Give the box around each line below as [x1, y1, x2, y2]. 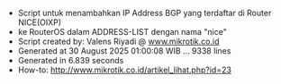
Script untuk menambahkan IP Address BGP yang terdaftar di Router [17, 8, 272, 18]
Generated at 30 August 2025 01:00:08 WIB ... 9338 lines [17, 46, 231, 56]
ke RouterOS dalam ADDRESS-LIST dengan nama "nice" [17, 27, 227, 37]
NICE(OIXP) [17, 17, 61, 28]
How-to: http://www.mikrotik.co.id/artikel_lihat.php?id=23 [17, 64, 232, 75]
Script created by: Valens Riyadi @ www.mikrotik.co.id [17, 36, 220, 46]
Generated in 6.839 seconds [17, 55, 124, 65]
